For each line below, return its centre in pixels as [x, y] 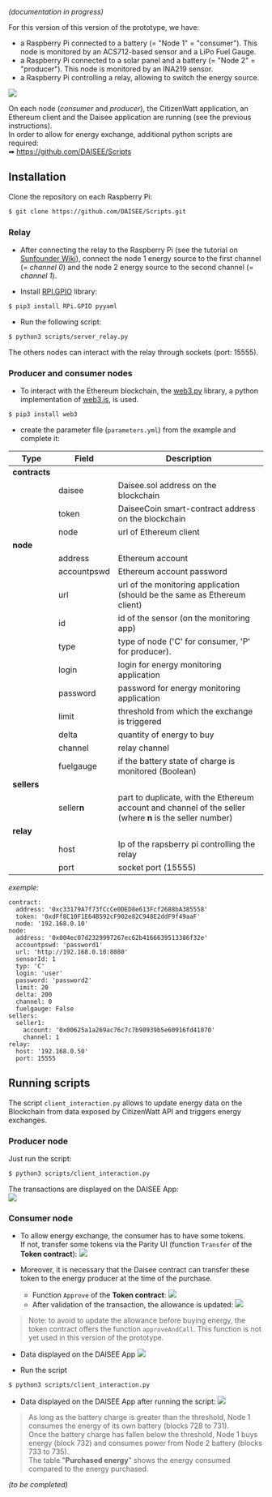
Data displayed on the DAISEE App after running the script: [118, 1401]
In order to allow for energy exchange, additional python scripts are [121, 134]
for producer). [144, 651]
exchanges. [28, 1120]
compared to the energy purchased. [88, 1469]
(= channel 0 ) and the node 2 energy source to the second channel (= [137, 267]
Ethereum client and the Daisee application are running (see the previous [130, 117]
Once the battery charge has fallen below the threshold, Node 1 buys [143, 1435]
